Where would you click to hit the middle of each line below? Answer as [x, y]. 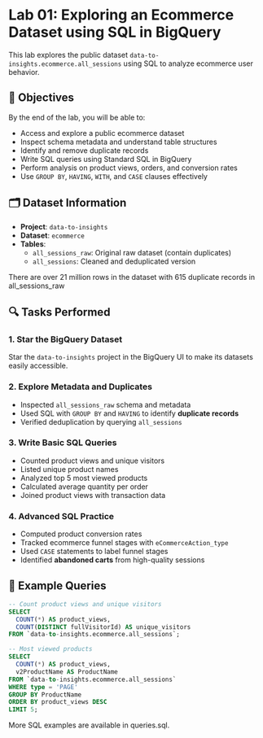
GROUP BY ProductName [45, 694]
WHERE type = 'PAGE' [44, 687]
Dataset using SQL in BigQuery [115, 32]
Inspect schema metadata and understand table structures [118, 142]
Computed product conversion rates [81, 534]
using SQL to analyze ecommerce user [188, 63]
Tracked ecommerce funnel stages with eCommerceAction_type [124, 543]
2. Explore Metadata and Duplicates [81, 386]
